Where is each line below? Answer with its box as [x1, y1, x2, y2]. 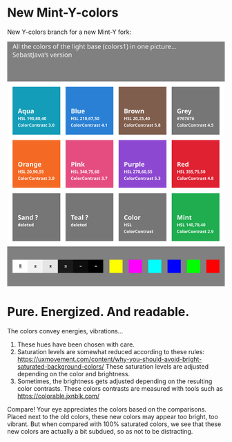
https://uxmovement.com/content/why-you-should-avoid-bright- [17, 355, 202, 363]
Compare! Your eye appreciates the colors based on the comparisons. [7, 405, 207, 413]
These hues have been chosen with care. [17, 340, 135, 349]
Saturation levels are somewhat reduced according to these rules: [17, 347, 205, 356]
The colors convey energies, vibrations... [7, 326, 124, 335]
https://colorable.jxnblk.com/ [17, 392, 100, 400]
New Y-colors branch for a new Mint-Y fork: [7, 28, 132, 36]
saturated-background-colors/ [17, 362, 105, 371]
